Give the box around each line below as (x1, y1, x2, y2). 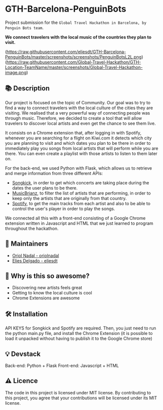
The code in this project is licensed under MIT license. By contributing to (5, 390, 151, 395)
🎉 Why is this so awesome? (5, 272, 90, 280)
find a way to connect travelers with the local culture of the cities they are (5, 105, 153, 111)
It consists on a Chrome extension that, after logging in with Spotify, (5, 130, 142, 136)
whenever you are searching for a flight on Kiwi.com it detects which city (5, 135, 152, 141)
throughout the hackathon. (5, 225, 59, 231)
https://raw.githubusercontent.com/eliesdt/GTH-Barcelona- (6, 49, 126, 55)
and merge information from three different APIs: (5, 170, 103, 176)
